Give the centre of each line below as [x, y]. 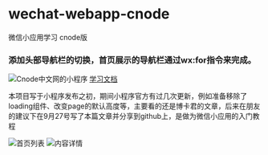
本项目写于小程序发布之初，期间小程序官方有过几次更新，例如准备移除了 [128, 96]
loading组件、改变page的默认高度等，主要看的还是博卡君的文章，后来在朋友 [134, 106]
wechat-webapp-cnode [89, 14]
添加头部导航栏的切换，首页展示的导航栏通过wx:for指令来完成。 [132, 59]
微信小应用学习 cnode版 [48, 37]
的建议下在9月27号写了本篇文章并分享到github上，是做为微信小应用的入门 [130, 116]
